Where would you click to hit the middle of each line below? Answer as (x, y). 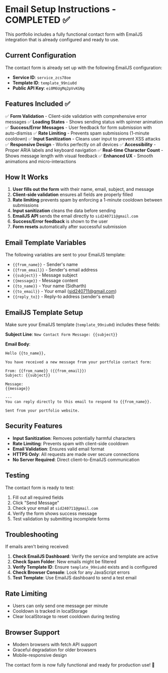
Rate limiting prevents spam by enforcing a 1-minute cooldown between (87, 200)
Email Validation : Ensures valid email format (58, 449)
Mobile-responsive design (39, 655)
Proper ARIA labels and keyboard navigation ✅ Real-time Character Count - (84, 150)
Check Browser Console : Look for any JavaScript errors (71, 572)
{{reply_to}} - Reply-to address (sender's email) (63, 297)
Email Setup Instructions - (61, 9)
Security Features (34, 426)
